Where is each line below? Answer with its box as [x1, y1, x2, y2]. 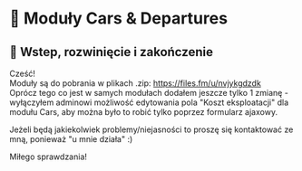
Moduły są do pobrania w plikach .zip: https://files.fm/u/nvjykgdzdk [9, 78, 261, 89]
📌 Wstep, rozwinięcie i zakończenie [9, 44, 213, 60]
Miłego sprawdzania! [9, 151, 88, 162]
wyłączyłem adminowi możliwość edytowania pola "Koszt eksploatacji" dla [9, 97, 289, 108]
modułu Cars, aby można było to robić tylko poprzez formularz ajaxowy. [9, 107, 278, 117]
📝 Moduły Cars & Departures [9, 8, 229, 29]
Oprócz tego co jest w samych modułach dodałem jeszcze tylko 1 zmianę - [9, 88, 288, 98]
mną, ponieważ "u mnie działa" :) [9, 134, 133, 144]
